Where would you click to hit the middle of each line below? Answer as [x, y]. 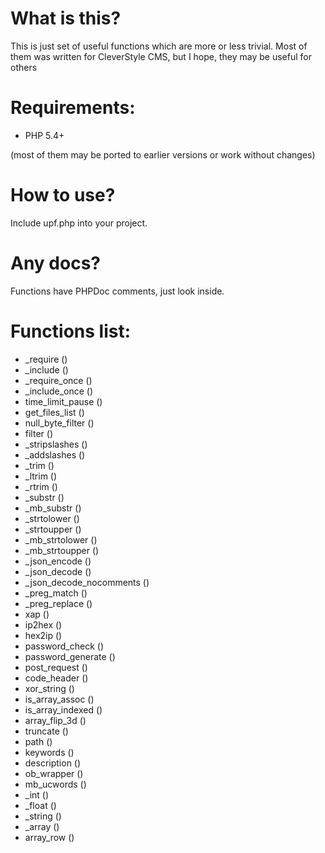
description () [53, 763]
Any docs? [55, 263]
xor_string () [49, 688]
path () [38, 741]
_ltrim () [41, 476]
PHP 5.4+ [44, 135]
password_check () [64, 646]
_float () [40, 805]
